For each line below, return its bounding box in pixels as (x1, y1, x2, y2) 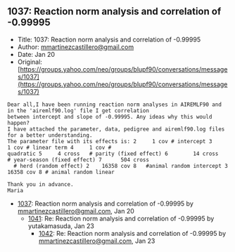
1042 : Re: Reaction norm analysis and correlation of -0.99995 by (38, 229, 227, 237)
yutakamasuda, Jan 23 (27, 221, 95, 230)
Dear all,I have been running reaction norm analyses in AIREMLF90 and (7, 101, 222, 108)
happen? (7, 119, 30, 126)
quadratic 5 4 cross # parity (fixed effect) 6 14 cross (7, 150, 219, 157)
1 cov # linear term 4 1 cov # (7, 144, 112, 151)
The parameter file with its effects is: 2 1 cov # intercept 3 (7, 138, 212, 145)
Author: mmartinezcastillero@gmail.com (17, 42, 134, 51)
